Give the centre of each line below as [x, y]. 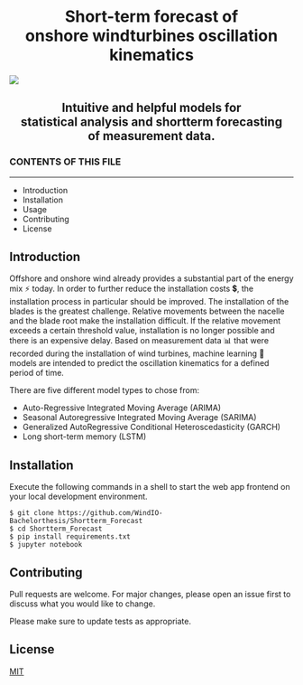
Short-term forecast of [151, 17]
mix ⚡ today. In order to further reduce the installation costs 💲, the [132, 289]
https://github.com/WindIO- [110, 513]
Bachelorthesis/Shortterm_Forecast [76, 521]
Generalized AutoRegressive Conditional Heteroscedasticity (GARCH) [151, 427]
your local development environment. [78, 497]
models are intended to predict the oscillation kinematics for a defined [139, 363]
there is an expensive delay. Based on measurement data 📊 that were [139, 341]
